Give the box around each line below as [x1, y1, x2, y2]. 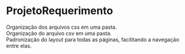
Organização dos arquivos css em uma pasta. [6, 23, 117, 31]
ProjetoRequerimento [6, 4, 113, 18]
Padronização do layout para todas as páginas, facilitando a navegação [6, 36, 180, 43]
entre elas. [6, 42, 32, 49]
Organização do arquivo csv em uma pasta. [6, 29, 112, 36]
